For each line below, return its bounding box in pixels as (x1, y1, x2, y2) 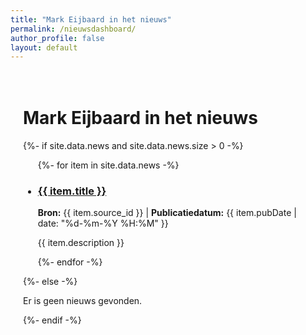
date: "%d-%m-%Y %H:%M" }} (37, 217, 169, 230)
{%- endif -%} (23, 314, 82, 326)
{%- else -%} (23, 276, 78, 288)
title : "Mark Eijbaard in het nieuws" (10, 14, 172, 25)
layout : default (10, 42, 78, 53)
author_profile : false (10, 33, 105, 43)
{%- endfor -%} (37, 256, 103, 268)
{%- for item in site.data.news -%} (37, 159, 180, 171)
